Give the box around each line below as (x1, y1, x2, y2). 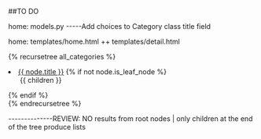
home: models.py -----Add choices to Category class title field (8, 22, 211, 30)
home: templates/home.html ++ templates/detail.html (8, 37, 181, 46)
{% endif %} (8, 91, 49, 100)
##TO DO (8, 7, 39, 16)
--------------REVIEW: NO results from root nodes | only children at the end (8, 114, 253, 123)
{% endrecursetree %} (8, 99, 82, 108)
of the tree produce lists (8, 123, 86, 131)
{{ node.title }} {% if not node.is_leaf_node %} (18, 67, 167, 77)
